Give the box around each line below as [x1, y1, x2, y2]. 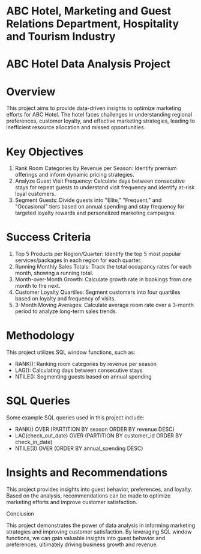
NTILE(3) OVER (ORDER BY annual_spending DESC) [14, 445, 143, 452]
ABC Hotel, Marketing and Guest [6, 4, 172, 18]
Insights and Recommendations [6, 466, 168, 479]
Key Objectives [6, 145, 84, 159]
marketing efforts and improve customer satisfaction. [6, 499, 138, 505]
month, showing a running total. [14, 269, 94, 277]
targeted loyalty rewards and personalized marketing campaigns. [14, 209, 176, 217]
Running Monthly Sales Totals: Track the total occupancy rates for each [14, 263, 192, 270]
